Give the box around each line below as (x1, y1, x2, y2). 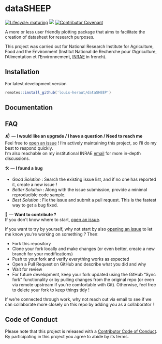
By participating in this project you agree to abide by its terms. (5, 333, 129, 339)
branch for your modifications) (12, 250, 74, 257)
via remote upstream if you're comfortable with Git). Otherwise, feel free (12, 281, 156, 287)
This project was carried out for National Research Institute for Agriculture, (5, 43, 154, 49)
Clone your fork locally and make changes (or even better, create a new (12, 246, 155, 251)
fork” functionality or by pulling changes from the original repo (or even (12, 277, 154, 282)
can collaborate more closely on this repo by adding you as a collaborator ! (5, 301, 154, 307)
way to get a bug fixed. (12, 202, 58, 208)
